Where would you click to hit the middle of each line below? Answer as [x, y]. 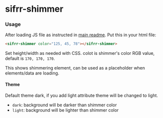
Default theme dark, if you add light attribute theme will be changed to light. [81, 95]
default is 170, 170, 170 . [30, 59]
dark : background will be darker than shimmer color [64, 105]
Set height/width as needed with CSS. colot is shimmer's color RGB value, [80, 53]
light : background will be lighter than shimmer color [65, 110]
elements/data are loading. [32, 73]
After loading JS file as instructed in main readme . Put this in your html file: [81, 35]
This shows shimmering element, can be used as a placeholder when [75, 68]
